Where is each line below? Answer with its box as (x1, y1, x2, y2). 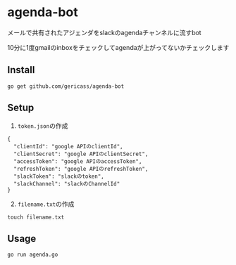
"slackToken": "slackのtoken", (13, 173, 104, 180)
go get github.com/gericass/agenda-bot (7, 82, 125, 90)
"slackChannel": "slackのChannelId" (13, 180, 120, 187)
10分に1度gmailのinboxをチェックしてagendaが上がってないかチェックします (7, 43, 230, 51)
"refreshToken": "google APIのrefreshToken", (13, 165, 149, 172)
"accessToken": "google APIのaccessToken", (13, 157, 142, 165)
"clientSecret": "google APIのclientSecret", (13, 150, 149, 157)
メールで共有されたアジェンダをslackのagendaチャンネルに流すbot (7, 28, 202, 37)
